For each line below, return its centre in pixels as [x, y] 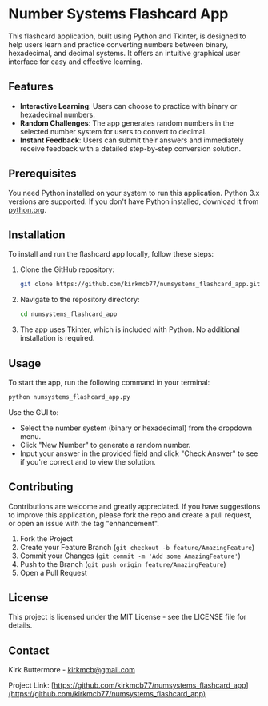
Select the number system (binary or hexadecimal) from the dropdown [136, 428]
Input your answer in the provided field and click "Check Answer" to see [139, 453]
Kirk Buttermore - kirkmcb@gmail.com [72, 670]
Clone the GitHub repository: [67, 269]
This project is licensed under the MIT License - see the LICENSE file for [127, 617]
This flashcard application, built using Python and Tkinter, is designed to [127, 36]
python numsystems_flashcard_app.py [69, 397]
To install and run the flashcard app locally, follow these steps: [111, 254]
